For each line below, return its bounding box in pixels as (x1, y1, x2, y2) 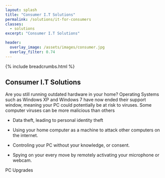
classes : (5, 21, 24, 27)
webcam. (12, 157, 32, 163)
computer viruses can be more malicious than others (5, 107, 115, 114)
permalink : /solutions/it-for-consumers (5, 17, 92, 22)
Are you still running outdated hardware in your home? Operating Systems (5, 92, 159, 98)
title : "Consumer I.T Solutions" (5, 12, 76, 17)
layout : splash (5, 7, 37, 13)
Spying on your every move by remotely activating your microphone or (12, 152, 160, 158)
